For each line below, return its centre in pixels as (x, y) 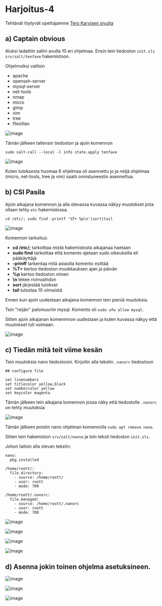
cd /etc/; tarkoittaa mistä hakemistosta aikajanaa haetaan (71, 247)
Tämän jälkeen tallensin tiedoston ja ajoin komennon (59, 143)
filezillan (21, 123)
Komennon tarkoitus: (27, 238)
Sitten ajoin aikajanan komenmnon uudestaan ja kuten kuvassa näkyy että (81, 319)
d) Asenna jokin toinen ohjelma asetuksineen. (78, 567)
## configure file (24, 371)
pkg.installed (24, 460)
